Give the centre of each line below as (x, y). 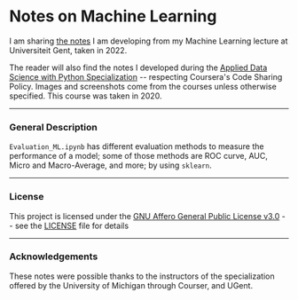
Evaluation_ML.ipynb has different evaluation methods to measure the (137, 146)
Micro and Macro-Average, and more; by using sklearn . (111, 165)
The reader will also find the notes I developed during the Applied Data (138, 67)
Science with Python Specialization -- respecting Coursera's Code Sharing (146, 76)
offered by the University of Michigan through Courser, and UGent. (131, 285)
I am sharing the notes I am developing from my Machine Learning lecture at (149, 41)
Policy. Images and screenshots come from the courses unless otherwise (143, 86)
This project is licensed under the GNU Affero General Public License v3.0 (145, 216)
